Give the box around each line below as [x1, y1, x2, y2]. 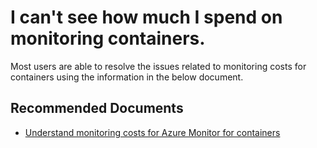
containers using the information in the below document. [10, 71, 244, 83]
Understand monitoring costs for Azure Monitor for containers [24, 126, 281, 138]
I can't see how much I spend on [10, 6, 283, 29]
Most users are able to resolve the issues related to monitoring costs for [10, 60, 307, 72]
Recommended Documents [10, 100, 184, 117]
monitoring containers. [10, 27, 206, 50]
